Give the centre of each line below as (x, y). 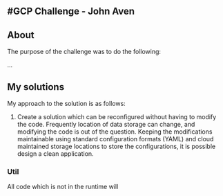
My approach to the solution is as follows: (66, 104)
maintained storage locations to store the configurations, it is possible (116, 146)
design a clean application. (56, 154)
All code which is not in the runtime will (63, 187)
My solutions (36, 87)
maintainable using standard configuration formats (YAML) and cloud (115, 139)
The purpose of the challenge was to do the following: (84, 52)
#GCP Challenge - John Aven (71, 11)
